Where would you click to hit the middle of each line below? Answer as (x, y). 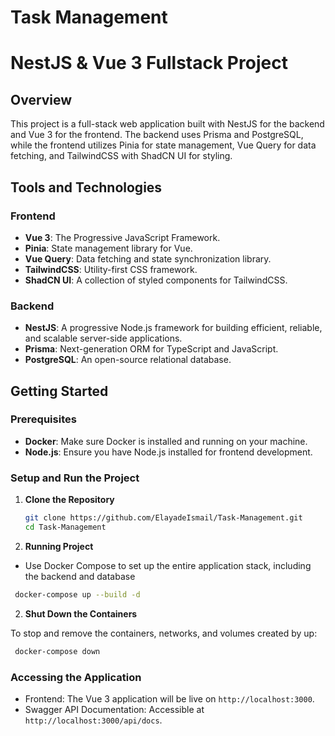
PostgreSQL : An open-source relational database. (128, 360)
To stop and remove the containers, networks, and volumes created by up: (164, 633)
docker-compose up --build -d (77, 594)
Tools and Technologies (86, 187)
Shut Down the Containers (81, 613)
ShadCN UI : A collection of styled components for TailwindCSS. (156, 280)
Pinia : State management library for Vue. (108, 248)
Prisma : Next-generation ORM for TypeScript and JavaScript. (151, 349)
